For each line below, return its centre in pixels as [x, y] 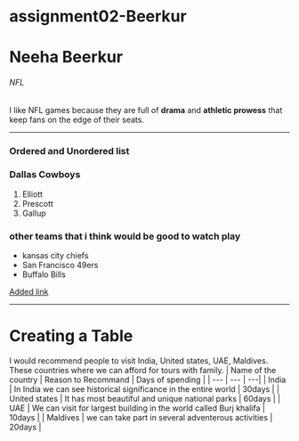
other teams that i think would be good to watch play [125, 236]
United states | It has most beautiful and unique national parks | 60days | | [145, 399]
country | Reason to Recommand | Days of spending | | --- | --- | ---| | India [148, 380]
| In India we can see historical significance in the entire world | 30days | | [145, 389]
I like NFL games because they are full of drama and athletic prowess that [146, 110]
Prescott [37, 203]
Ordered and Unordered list [69, 151]
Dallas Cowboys [45, 175]
